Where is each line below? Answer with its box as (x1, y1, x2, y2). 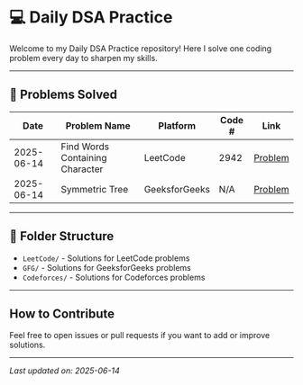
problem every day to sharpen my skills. (9, 52, 158, 63)
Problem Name (65, 119, 131, 131)
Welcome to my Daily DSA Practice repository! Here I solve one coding (9, 42, 272, 54)
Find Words (60, 140, 110, 153)
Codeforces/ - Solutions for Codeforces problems (22, 272, 206, 282)
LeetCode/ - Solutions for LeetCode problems (22, 253, 190, 264)
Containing (60, 151, 107, 164)
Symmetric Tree (60, 183, 129, 195)
